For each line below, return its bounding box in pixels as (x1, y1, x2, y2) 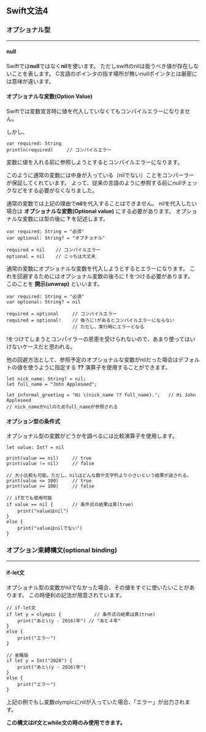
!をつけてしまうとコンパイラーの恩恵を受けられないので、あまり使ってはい (6, 336, 196, 343)
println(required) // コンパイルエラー (6, 147, 112, 153)
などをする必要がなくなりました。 (11, 187, 98, 194)
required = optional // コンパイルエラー (6, 311, 118, 317)
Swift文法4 (6, 6, 48, 17)
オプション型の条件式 (6, 417, 60, 424)
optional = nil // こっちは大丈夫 (6, 254, 96, 260)
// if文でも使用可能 (6, 495, 53, 501)
